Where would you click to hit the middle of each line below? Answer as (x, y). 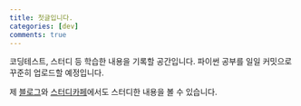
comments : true (38, 34)
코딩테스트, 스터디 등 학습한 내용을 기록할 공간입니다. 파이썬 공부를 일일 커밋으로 (151, 62)
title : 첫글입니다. (41, 18)
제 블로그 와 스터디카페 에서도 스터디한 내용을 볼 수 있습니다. (113, 92)
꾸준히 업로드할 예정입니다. (57, 72)
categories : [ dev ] (44, 26)
